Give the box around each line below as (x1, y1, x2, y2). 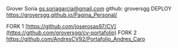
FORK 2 (117, 29, 137, 36)
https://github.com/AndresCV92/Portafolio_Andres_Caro (6, 36, 146, 42)
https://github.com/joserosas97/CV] (27, 23, 116, 30)
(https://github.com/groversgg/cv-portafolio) (6, 29, 117, 36)
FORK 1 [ (6, 23, 28, 30)
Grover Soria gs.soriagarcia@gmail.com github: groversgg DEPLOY (6, 5, 172, 12)
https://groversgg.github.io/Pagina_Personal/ (6, 11, 117, 18)
